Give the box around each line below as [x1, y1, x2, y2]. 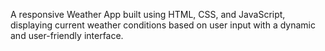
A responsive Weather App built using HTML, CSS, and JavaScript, [10, 9, 286, 20]
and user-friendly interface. [10, 30, 124, 41]
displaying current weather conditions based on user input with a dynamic [10, 19, 317, 31]
